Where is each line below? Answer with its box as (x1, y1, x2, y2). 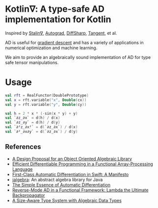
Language (12, 166, 33, 172)
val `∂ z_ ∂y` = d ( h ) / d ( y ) (5, 120, 60, 125)
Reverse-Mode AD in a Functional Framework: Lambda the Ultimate (12, 187, 149, 193)
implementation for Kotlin (5, 14, 111, 25)
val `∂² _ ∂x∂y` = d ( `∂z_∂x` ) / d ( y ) (5, 129, 78, 134)
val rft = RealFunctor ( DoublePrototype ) (5, 93, 89, 98)
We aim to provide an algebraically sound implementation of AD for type (5, 54, 151, 60)
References (5, 143, 41, 151)
